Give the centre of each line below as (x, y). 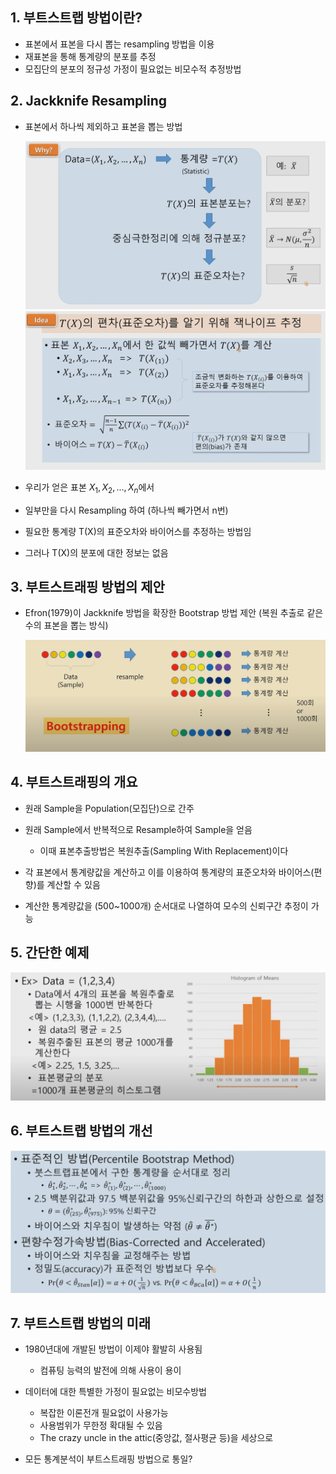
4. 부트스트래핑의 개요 (74, 782)
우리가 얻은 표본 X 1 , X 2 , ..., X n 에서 (89, 488)
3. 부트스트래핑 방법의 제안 (87, 586)
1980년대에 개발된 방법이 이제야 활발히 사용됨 (113, 1349)
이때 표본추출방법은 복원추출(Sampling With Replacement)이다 (164, 850)
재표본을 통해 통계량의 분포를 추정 (90, 56)
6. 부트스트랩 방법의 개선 (81, 1131)
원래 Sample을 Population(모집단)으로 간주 (109, 808)
